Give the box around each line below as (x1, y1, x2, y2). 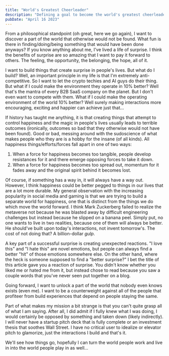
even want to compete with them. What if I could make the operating (5, 94, 147, 100)
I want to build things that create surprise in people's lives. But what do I (5, 67, 155, 73)
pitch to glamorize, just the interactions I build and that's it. (5, 330, 127, 336)
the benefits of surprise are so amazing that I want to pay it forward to (5, 52, 150, 58)
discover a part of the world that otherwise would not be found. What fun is (5, 36, 161, 42)
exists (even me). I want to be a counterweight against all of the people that (5, 288, 161, 294)
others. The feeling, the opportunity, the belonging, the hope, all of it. (5, 58, 148, 64)
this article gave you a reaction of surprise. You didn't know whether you (5, 262, 156, 268)
